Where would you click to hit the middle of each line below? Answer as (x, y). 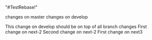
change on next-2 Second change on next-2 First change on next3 (74, 32)
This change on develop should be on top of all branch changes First (76, 26)
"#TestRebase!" (21, 7)
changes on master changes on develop (47, 17)
